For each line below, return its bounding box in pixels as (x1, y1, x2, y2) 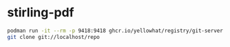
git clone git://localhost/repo (7, 33, 100, 40)
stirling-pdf (7, 5, 74, 20)
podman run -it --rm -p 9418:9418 (7, 27, 107, 34)
